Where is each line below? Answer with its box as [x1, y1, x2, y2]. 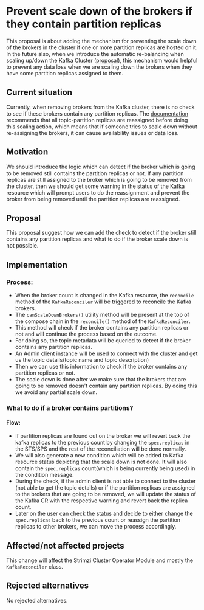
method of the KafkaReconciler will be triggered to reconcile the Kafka [15, 298, 191, 305]
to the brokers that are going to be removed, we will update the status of [15, 491, 196, 498]
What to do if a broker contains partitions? [6, 403, 134, 412]
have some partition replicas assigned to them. [6, 69, 123, 77]
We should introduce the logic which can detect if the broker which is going [6, 163, 195, 170]
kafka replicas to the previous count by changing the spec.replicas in [15, 439, 190, 446]
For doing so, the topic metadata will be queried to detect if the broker [15, 337, 191, 344]
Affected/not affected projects [6, 540, 124, 551]
